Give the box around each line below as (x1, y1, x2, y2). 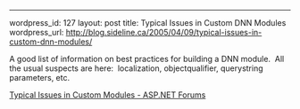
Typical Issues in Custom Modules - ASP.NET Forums (9, 90, 206, 100)
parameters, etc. (9, 73, 71, 82)
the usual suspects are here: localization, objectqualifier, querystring (9, 63, 263, 74)
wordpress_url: (9, 27, 64, 37)
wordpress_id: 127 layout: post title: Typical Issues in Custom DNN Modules (9, 18, 287, 27)
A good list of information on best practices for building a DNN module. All (9, 54, 285, 64)
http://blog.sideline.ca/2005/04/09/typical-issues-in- (65, 27, 262, 37)
